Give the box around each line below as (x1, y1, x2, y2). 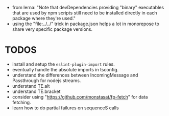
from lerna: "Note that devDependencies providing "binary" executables (12, 5, 164, 10)
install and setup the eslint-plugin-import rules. (12, 61, 115, 67)
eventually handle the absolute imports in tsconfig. (12, 66, 119, 72)
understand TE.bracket (12, 88, 61, 94)
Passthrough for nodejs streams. (12, 77, 81, 84)
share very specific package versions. (12, 26, 93, 32)
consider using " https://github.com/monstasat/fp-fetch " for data (12, 93, 148, 100)
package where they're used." (12, 15, 76, 21)
